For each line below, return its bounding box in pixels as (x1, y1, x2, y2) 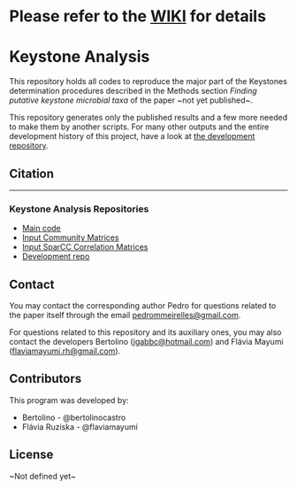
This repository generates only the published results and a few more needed (9, 113, 288, 123)
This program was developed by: (9, 394, 130, 405)
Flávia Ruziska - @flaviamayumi (21, 421, 139, 432)
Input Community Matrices (21, 232, 119, 243)
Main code (21, 223, 62, 234)
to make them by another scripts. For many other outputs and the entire (9, 121, 270, 132)
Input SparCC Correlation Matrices (21, 242, 148, 253)
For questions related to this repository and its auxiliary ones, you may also (9, 327, 282, 338)
